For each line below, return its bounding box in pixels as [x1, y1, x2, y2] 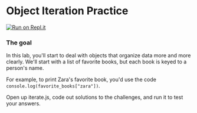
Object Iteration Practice [6, 4, 129, 18]
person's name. [6, 64, 44, 72]
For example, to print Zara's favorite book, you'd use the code [6, 76, 156, 83]
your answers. [6, 100, 41, 107]
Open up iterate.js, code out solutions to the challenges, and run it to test [6, 93, 183, 101]
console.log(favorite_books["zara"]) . [6, 82, 100, 89]
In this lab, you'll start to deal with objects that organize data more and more [6, 52, 191, 59]
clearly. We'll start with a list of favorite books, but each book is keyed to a [6, 58, 187, 66]
